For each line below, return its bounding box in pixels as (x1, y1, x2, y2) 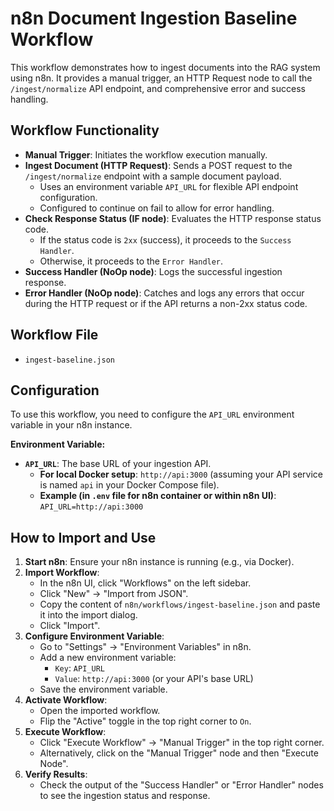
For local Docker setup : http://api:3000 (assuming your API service (39, 468, 323, 481)
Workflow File (10, 327, 99, 344)
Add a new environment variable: (39, 652, 177, 664)
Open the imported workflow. (39, 705, 161, 717)
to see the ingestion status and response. (39, 790, 211, 802)
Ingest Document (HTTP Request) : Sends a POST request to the (24, 159, 293, 171)
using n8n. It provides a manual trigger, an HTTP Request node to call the (10, 72, 313, 84)
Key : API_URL (54, 662, 105, 674)
